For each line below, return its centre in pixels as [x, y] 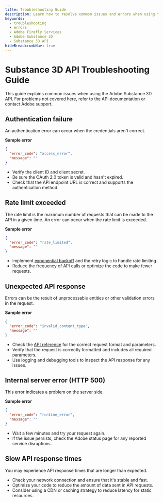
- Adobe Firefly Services [36, 32]
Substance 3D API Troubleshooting [77, 70]
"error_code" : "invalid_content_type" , [50, 326]
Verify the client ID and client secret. [48, 172]
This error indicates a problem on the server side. [55, 392]
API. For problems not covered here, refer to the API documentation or [75, 99]
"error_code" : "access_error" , [41, 154]
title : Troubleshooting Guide [36, 9]
